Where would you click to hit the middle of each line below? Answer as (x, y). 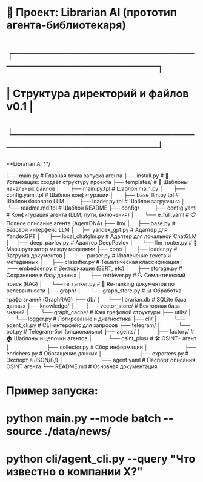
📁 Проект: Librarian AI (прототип (92, 12)
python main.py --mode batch (84, 418)
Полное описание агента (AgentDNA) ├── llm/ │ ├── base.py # (91, 223)
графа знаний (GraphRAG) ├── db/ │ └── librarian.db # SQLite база (96, 299)
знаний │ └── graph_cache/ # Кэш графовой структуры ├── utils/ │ (99, 312)
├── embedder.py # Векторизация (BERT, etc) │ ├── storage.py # (95, 268)
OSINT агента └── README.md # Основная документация (82, 366)
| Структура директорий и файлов (98, 94)
